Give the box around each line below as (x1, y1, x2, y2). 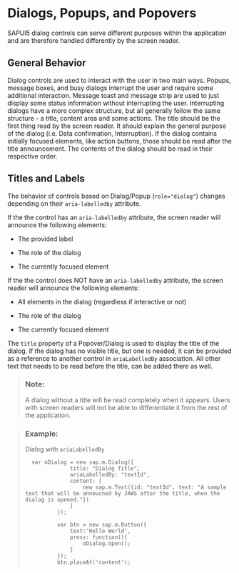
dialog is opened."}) (24, 497, 89, 504)
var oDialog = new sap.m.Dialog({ (31, 459, 134, 466)
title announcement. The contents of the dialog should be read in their (7, 144, 213, 153)
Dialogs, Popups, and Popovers (7, 5, 197, 21)
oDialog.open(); (82, 540, 131, 547)
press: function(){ (70, 534, 128, 541)
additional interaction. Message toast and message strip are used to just (7, 91, 220, 99)
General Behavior (7, 57, 86, 69)
